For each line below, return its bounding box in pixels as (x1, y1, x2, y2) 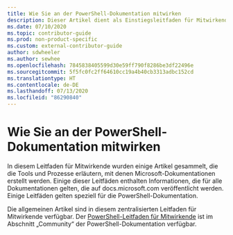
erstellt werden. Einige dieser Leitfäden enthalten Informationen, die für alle (7, 177, 223, 185)
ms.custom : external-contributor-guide (7, 42, 123, 49)
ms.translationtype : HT (7, 74, 76, 82)
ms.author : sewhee (7, 56, 60, 63)
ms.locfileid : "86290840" (7, 95, 82, 102)
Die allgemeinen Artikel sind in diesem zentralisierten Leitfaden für (7, 204, 197, 213)
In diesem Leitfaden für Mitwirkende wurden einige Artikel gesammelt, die (7, 161, 218, 170)
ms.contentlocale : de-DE (7, 81, 79, 88)
